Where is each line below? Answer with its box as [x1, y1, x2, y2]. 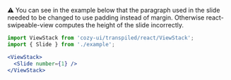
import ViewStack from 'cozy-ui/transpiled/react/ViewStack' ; [7, 34, 194, 41]
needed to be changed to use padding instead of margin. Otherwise [7, 13, 205, 22]
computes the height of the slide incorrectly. [55, 21, 184, 29]
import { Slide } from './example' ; [7, 41, 115, 48]
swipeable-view [7, 21, 54, 29]
